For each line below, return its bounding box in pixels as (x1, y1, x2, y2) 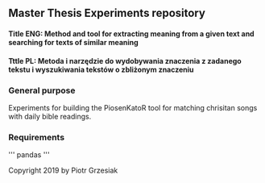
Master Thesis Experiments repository (8, 6, 205, 20)
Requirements (8, 131, 65, 143)
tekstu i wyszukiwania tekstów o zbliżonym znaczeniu (8, 64, 194, 74)
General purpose (8, 85, 76, 96)
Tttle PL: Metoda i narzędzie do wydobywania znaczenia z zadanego (8, 56, 242, 65)
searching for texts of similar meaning (8, 37, 139, 47)
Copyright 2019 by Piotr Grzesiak (8, 165, 118, 176)
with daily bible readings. (8, 111, 92, 121)
